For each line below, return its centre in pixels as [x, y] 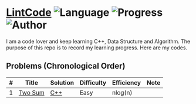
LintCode [29, 13]
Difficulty [93, 82]
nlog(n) [122, 92]
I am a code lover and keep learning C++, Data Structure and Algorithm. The [98, 41]
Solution [62, 82]
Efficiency [126, 82]
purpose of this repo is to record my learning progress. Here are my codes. [97, 48]
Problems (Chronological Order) [66, 66]
